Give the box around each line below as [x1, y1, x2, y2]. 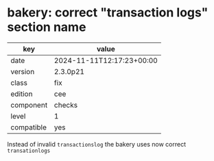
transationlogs [7, 147, 51, 154]
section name [7, 19, 86, 35]
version [10, 66, 35, 76]
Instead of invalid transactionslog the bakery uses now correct [7, 140, 187, 148]
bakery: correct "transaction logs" [7, 5, 209, 21]
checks [53, 100, 78, 110]
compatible [10, 122, 47, 132]
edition [10, 89, 33, 99]
